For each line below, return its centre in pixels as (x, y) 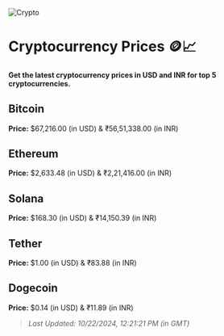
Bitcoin (27, 109)
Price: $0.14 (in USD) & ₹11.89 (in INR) (71, 308)
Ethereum (33, 153)
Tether (25, 244)
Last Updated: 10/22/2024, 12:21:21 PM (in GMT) (109, 323)
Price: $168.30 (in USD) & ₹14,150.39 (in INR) (83, 218)
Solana (26, 198)
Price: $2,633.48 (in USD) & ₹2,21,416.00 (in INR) (90, 173)
